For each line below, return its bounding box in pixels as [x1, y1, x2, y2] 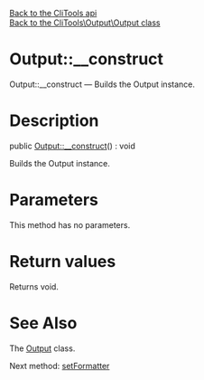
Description [9, 110, 99, 131]
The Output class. [9, 343, 76, 354]
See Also [9, 312, 78, 333]
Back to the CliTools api [9, 8, 97, 18]
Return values [9, 252, 116, 271]
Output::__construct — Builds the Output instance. [9, 79, 196, 90]
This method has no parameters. [9, 219, 131, 230]
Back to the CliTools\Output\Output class [9, 17, 161, 28]
